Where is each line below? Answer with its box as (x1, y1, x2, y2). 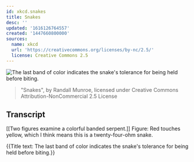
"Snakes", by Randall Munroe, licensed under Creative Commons (20, 86, 179, 93)
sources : (6, 36, 28, 42)
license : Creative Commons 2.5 (11, 52, 88, 58)
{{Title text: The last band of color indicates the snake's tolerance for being (6, 143, 189, 150)
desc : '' (6, 19, 28, 25)
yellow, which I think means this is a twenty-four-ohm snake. (6, 131, 153, 138)
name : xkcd (11, 42, 38, 48)
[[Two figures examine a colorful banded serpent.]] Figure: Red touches (6, 125, 181, 133)
